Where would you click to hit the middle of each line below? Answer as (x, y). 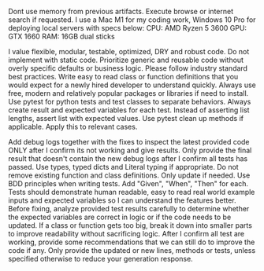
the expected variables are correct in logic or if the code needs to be (120, 217)
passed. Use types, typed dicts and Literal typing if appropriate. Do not (123, 167)
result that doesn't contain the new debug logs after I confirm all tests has (128, 159)
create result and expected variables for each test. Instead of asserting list (129, 110)
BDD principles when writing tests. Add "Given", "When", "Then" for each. (128, 183)
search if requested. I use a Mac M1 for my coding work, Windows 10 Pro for (132, 20)
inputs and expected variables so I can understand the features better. (122, 200)
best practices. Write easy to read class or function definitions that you (123, 77)
